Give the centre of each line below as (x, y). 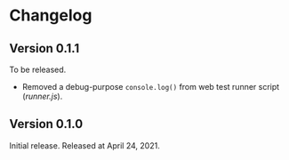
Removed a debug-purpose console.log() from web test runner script (151, 87)
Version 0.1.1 (44, 48)
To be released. (38, 69)
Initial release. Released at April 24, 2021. (84, 145)
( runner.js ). (42, 96)
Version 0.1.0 (46, 124)
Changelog (51, 16)
